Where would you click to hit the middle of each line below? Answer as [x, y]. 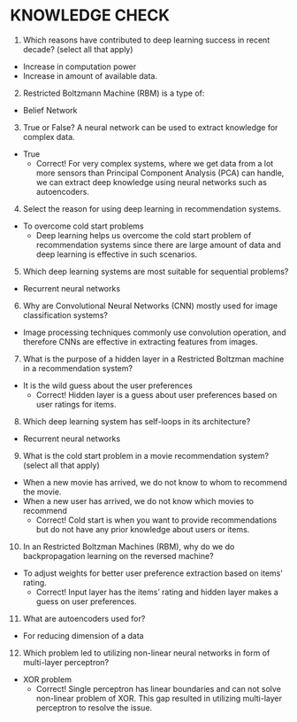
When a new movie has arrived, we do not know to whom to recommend [155, 482]
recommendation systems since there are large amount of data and [158, 245]
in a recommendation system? [78, 368]
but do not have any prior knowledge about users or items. [143, 529]
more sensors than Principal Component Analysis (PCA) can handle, [160, 173]
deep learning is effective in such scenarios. [117, 254]
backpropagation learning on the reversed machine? [118, 555]
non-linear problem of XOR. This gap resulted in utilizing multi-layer [159, 698]
